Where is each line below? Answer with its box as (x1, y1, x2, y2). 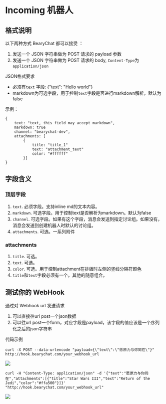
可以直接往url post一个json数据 (12, 313, 76, 319)
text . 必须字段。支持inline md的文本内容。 (12, 204, 100, 210)
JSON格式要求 (5, 73, 35, 79)
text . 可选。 (12, 259, 37, 266)
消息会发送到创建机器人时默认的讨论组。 (12, 222, 96, 228)
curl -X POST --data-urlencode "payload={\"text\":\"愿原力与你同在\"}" (5, 347, 154, 352)
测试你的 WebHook (5, 288, 65, 297)
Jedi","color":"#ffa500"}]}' (5, 380, 66, 385)
